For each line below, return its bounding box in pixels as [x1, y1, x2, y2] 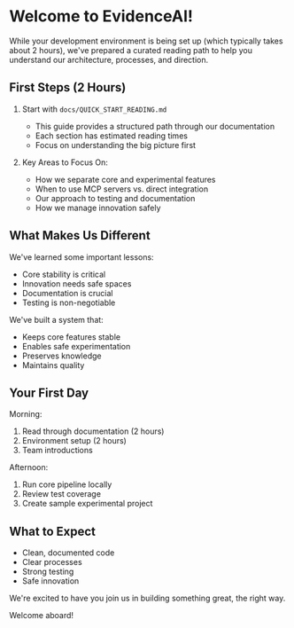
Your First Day [9, 385, 89, 400]
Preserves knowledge [21, 350, 102, 361]
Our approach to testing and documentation [35, 192, 196, 203]
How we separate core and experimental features [35, 174, 216, 184]
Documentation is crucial [21, 287, 113, 298]
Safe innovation [21, 576, 80, 586]
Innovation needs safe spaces [21, 278, 132, 289]
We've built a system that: [9, 314, 104, 325]
